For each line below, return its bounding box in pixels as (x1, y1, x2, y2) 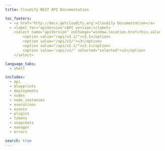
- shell (9, 66, 26, 71)
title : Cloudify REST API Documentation (5, 7, 89, 12)
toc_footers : (5, 16, 32, 21)
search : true (5, 138, 32, 143)
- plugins (9, 111, 29, 116)
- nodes (9, 93, 26, 98)
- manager (9, 125, 29, 130)
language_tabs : (5, 61, 36, 66)
